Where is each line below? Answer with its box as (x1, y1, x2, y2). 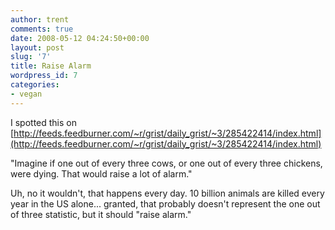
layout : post (10, 42, 65, 53)
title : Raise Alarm (10, 61, 92, 71)
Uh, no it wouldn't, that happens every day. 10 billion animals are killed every (10, 187, 325, 199)
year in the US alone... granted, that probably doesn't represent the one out (10, 197, 321, 210)
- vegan (10, 89, 43, 99)
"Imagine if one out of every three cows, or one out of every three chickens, (10, 157, 323, 169)
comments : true (10, 24, 74, 34)
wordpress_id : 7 (10, 71, 78, 81)
